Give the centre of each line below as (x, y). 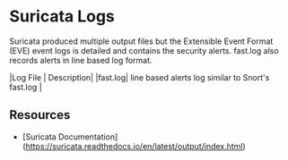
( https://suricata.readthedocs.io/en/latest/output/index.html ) (134, 146)
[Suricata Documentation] (70, 137)
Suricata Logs (62, 17)
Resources (40, 115)
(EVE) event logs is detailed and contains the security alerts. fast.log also (144, 50)
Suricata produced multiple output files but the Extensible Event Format (141, 41)
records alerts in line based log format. (81, 60)
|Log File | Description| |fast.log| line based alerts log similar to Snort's (140, 77)
